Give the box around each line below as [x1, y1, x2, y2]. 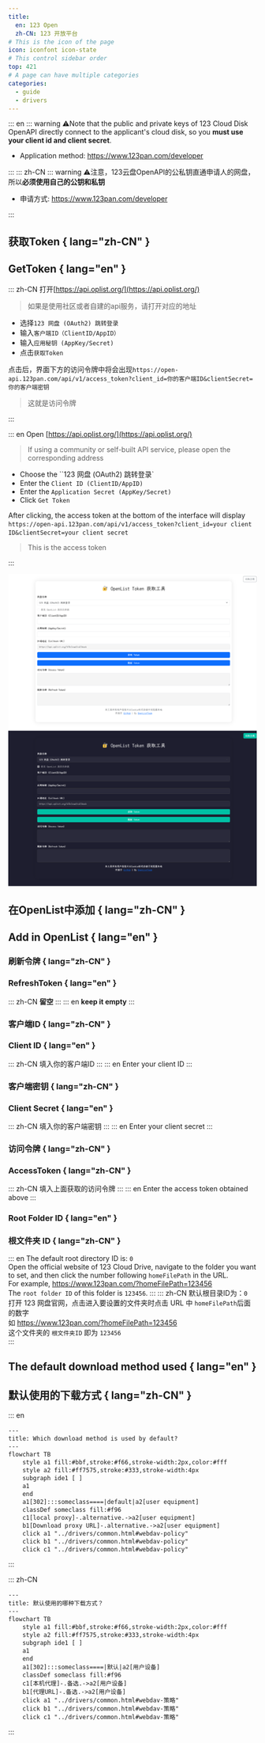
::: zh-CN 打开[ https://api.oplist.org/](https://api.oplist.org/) [8, 284, 200, 294]
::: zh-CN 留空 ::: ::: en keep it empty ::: [8, 997, 136, 1006]
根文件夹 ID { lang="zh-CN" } [8, 1236, 121, 1247]
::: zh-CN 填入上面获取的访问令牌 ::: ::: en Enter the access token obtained [8, 1184, 248, 1194]
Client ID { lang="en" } [8, 1040, 96, 1051]
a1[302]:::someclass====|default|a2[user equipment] [22, 1498, 200, 1506]
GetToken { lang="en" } [8, 262, 126, 276]
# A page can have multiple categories [8, 71, 140, 79]
